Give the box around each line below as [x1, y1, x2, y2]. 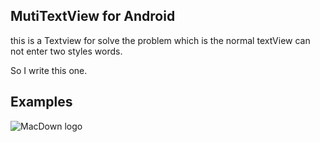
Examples [10, 94, 73, 111]
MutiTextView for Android [10, 8, 176, 25]
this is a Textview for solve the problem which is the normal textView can [10, 34, 311, 46]
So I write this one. [10, 64, 88, 76]
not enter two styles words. [10, 45, 123, 57]
